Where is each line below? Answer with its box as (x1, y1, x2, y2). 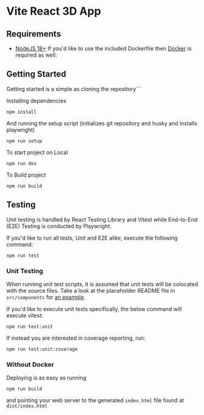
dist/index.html (6, 403, 48, 409)
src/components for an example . (6, 293, 86, 301)
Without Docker (6, 360, 54, 369)
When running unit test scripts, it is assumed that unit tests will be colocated (6, 280, 199, 288)
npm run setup (6, 138, 43, 144)
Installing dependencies (6, 97, 67, 105)
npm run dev (6, 160, 37, 166)
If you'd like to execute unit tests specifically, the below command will (6, 305, 182, 312)
